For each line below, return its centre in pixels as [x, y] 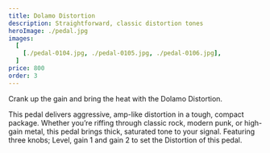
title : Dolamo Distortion [52, 16]
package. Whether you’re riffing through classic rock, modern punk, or [126, 122]
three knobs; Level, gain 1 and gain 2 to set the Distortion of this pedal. [125, 140]
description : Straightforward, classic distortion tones [106, 23]
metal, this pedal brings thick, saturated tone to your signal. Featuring [140, 131]
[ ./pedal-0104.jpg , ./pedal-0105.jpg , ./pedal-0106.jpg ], [122, 53]
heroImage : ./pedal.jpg [48, 31]
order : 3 [23, 76]
